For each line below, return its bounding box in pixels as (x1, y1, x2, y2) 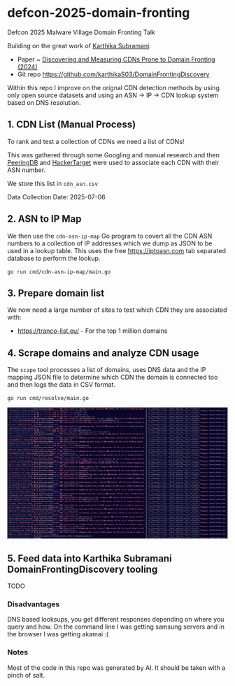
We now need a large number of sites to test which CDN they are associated (7, 306, 227, 314)
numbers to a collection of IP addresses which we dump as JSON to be (7, 239, 213, 248)
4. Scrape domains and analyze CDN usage (7, 347, 199, 359)
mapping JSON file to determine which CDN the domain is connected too (7, 373, 218, 382)
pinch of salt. (7, 671, 45, 679)
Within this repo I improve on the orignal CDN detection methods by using (7, 83, 220, 92)
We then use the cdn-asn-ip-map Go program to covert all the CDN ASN (7, 231, 213, 240)
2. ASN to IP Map (7, 213, 82, 225)
